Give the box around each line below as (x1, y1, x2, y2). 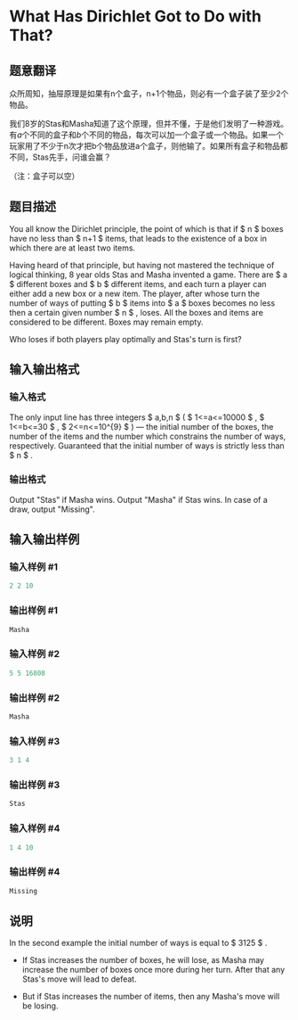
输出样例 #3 (9, 778, 60, 791)
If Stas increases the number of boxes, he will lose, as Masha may (21, 955, 265, 966)
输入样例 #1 (9, 561, 58, 573)
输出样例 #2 (9, 691, 60, 703)
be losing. (21, 1000, 59, 1011)
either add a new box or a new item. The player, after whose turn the (9, 288, 261, 299)
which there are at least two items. (9, 243, 136, 253)
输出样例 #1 (9, 605, 58, 617)
